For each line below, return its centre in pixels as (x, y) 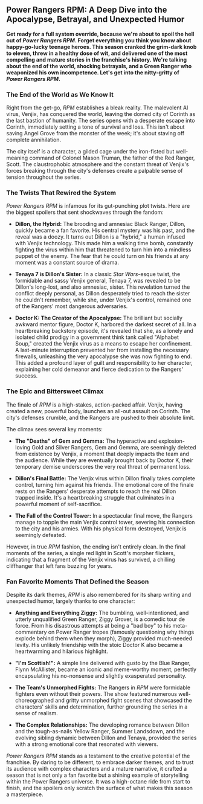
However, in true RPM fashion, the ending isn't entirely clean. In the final (96, 547)
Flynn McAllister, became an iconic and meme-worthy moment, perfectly (106, 669)
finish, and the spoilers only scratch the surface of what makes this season (100, 788)
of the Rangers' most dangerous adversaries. (71, 306)
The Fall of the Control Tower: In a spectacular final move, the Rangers (104, 515)
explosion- (172, 441)
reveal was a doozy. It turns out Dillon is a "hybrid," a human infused (100, 237)
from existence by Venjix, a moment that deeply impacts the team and (102, 454)
